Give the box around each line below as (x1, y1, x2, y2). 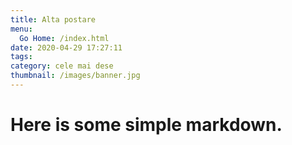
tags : (10, 52, 33, 62)
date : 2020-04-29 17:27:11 (10, 42, 123, 53)
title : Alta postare (10, 14, 97, 25)
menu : (10, 24, 33, 34)
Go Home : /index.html (19, 33, 110, 43)
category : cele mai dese (10, 61, 114, 71)
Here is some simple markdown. (10, 114, 283, 136)
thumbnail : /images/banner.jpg (10, 71, 141, 81)
